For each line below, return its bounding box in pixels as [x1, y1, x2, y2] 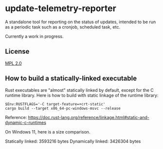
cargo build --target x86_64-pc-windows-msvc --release [5, 106, 121, 111]
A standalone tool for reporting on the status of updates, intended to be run [5, 19, 156, 25]
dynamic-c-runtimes [5, 119, 46, 125]
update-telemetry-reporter [5, 3, 117, 14]
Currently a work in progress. [5, 33, 64, 39]
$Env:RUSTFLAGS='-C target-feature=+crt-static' [5, 102, 106, 106]
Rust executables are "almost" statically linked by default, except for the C [5, 87, 154, 93]
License [5, 47, 30, 56]
